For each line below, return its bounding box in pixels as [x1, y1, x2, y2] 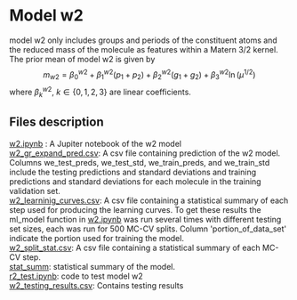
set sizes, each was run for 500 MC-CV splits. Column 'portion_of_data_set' [9, 223, 287, 234]
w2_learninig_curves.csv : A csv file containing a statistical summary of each [9, 195, 289, 206]
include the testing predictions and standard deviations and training [9, 166, 257, 177]
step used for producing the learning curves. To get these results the [9, 204, 261, 215]
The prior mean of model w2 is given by [9, 53, 156, 64]
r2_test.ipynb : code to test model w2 [9, 271, 144, 281]
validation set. [9, 185, 60, 196]
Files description [9, 115, 104, 130]
